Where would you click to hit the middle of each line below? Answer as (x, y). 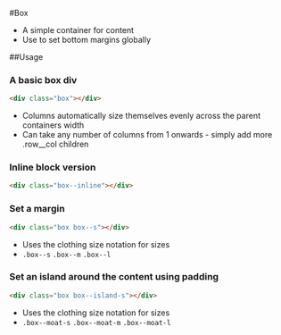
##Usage (26, 57)
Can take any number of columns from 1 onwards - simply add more (147, 135)
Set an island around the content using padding (114, 277)
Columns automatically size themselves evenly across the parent (141, 116)
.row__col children (55, 144)
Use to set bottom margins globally (87, 40)
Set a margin (37, 209)
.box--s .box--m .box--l (66, 255)
